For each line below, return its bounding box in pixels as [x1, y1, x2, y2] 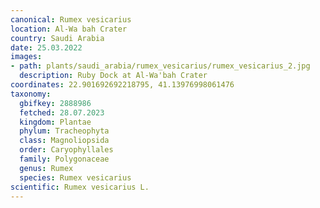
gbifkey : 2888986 [19, 98, 92, 108]
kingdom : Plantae [19, 117, 92, 127]
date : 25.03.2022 [10, 42, 83, 53]
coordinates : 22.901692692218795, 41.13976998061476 [10, 80, 235, 90]
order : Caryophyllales [19, 145, 114, 155]
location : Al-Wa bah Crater [10, 24, 128, 34]
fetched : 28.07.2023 [19, 107, 105, 118]
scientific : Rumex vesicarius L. [10, 182, 150, 192]
